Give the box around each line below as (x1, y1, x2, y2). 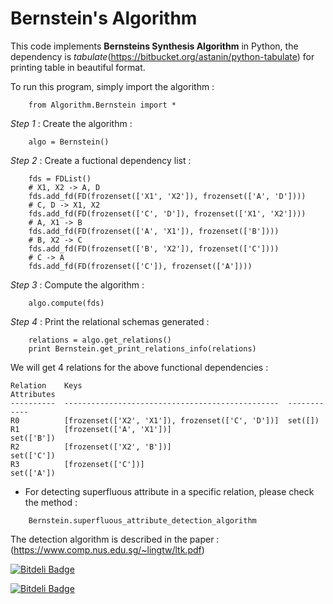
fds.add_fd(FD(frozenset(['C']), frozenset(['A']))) (28, 261, 253, 271)
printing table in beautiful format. (10, 61, 146, 73)
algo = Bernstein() (28, 137, 110, 147)
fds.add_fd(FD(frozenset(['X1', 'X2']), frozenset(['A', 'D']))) (28, 191, 307, 201)
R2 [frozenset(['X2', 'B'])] (10, 442, 172, 452)
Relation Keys (10, 380, 83, 391)
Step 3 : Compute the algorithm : (10, 278, 145, 291)
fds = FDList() (28, 173, 92, 184)
